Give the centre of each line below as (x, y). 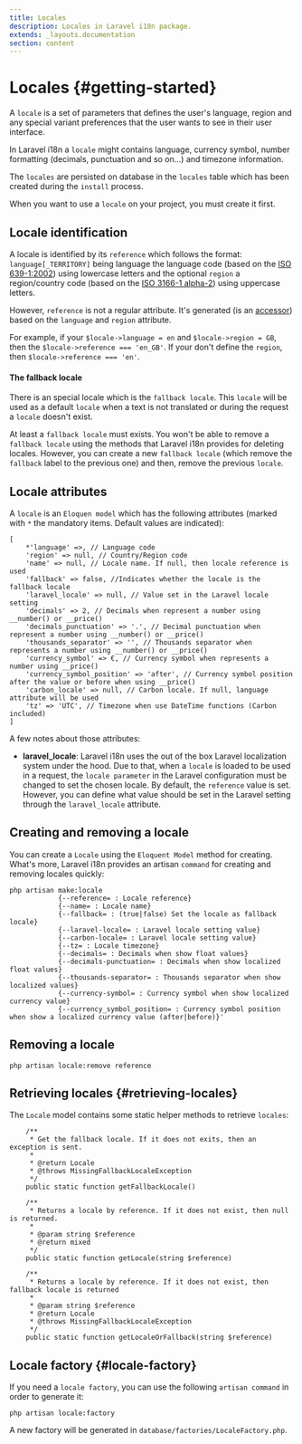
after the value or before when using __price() (103, 683)
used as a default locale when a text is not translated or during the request (149, 407)
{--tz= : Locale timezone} (109, 946)
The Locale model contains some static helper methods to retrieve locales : (149, 1115)
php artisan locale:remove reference (80, 1066)
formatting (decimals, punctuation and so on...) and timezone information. (146, 159)
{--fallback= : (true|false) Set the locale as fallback (167, 914)
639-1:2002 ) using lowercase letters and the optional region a (125, 273)
